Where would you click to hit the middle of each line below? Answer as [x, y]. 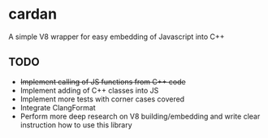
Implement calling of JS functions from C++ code [103, 81]
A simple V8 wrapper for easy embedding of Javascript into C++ [117, 37]
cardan [33, 14]
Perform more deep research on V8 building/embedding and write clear [140, 116]
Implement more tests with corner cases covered [102, 99]
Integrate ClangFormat [58, 107]
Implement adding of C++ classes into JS [89, 90]
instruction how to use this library [76, 125]
